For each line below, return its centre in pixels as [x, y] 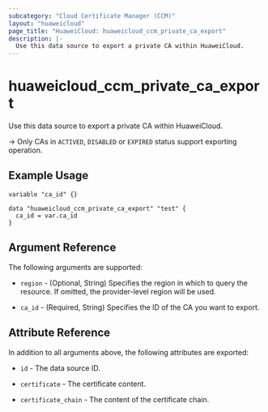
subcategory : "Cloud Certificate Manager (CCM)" [92, 16]
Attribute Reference [60, 333]
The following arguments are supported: [76, 267]
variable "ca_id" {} [43, 194]
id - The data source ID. [60, 368]
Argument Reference [62, 248]
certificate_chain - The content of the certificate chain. [115, 399]
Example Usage [49, 176]
